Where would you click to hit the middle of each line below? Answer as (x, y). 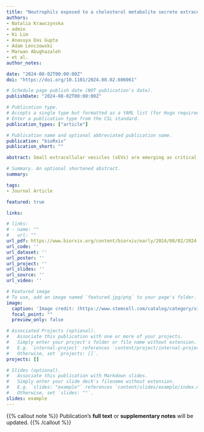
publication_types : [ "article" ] (47, 124)
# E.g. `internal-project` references (58, 348)
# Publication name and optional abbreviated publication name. (89, 135)
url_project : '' (27, 264)
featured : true (25, 202)
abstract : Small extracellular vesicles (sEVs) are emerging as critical (102, 158)
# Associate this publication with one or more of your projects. (95, 337)
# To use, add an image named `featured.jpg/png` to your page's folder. (102, 297)
